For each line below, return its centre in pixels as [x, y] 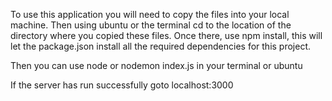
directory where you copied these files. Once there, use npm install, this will [166, 35]
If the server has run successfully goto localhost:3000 [122, 85]
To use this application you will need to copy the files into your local [150, 14]
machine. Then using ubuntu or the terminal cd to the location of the [151, 25]
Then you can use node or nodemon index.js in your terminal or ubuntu [156, 65]
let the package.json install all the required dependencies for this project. [161, 46]
